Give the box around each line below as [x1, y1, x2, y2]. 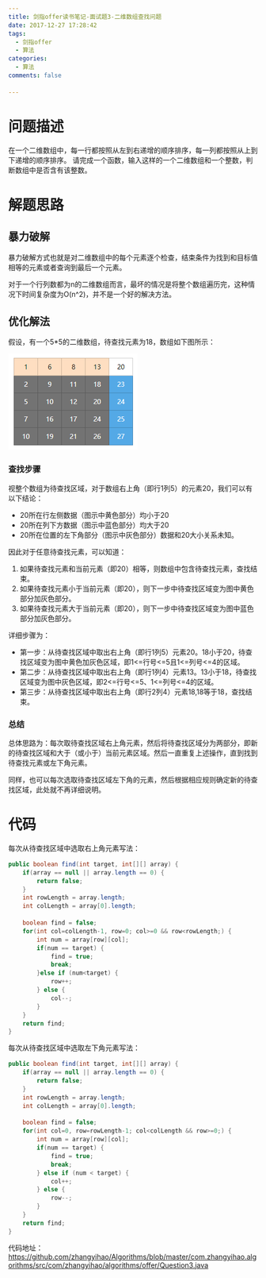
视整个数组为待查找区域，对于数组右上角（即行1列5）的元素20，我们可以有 [8, 483, 253, 492]
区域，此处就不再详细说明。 [14, 785, 105, 794]
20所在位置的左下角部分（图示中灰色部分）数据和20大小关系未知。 [19, 530, 239, 539]
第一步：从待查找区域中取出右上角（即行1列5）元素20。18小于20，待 [19, 647, 245, 657]
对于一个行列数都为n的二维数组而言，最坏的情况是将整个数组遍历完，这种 [8, 279, 249, 289]
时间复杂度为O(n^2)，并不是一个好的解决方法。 [21, 289, 177, 299]
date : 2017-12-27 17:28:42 [8, 21, 97, 29]
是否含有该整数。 [35, 165, 92, 175]
